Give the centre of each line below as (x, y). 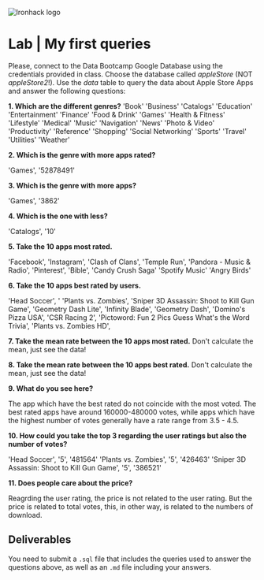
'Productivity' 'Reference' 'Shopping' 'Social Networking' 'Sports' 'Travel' (127, 131)
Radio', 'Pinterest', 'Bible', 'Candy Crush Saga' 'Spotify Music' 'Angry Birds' (130, 270)
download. (25, 515)
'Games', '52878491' (42, 170)
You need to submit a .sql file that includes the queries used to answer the (130, 559)
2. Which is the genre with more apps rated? (82, 154)
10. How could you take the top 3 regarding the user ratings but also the (127, 435)
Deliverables (40, 540)
